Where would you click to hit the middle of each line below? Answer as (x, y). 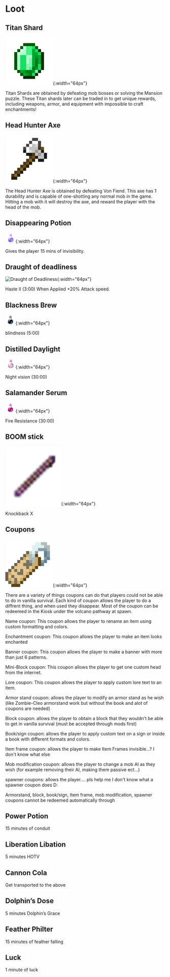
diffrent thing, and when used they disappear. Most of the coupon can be (82, 606)
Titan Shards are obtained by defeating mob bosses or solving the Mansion (84, 93)
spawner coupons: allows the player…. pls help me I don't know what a (79, 779)
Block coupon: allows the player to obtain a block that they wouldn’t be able (84, 718)
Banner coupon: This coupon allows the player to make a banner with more (84, 652)
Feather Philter (29, 929)
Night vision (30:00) (26, 377)
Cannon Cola (26, 873)
